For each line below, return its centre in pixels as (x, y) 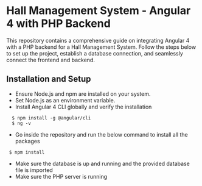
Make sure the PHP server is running (61, 176)
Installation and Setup (49, 79)
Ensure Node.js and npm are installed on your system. (83, 94)
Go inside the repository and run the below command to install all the (101, 134)
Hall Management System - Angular (99, 11)
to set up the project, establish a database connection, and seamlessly (95, 53)
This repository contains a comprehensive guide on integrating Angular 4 (98, 40)
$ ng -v (22, 123)
